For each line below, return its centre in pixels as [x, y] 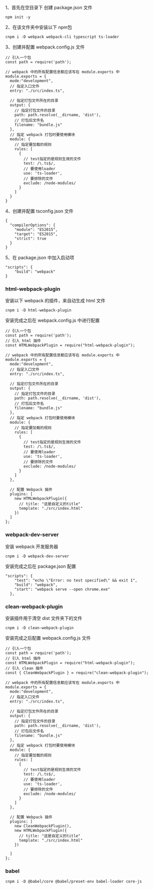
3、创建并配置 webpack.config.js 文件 [45, 47]
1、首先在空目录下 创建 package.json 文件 [49, 7]
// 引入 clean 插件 [24, 668]
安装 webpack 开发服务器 [32, 546]
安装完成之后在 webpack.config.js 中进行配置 [53, 321]
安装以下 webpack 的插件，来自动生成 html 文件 [55, 301]
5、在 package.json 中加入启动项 [40, 257]
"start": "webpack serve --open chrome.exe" [62, 589]
